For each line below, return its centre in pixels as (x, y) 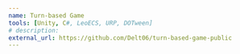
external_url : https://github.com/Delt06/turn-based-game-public (120, 38)
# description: (34, 30)
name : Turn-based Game (46, 15)
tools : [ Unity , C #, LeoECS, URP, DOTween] (81, 23)
